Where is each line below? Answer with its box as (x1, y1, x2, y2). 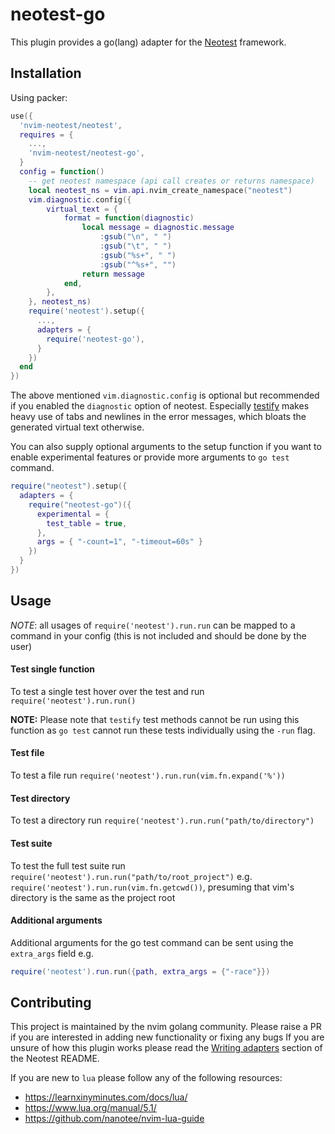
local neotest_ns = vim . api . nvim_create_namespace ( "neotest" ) (28, 185, 293, 195)
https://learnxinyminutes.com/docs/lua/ (24, 1091, 188, 1103)
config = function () (19, 167, 105, 177)
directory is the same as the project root (10, 891, 176, 903)
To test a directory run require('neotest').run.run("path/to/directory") (10, 814, 315, 827)
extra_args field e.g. (10, 947, 94, 959)
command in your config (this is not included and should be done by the (10, 629, 307, 642)
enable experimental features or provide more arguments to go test (10, 451, 290, 463)
